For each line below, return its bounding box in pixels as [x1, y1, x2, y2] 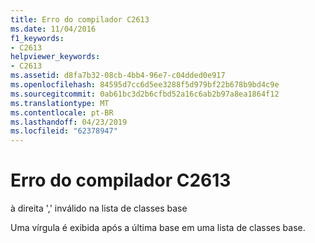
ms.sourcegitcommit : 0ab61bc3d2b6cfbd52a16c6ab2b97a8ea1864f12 [10, 89, 280, 99]
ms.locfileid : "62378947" [10, 126, 118, 136]
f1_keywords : [10, 33, 65, 43]
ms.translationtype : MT [10, 98, 110, 108]
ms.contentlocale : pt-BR [10, 107, 114, 118]
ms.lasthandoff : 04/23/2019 [10, 117, 128, 127]
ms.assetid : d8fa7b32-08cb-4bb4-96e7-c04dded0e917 [10, 71, 226, 81]
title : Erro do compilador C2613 [10, 14, 150, 25]
